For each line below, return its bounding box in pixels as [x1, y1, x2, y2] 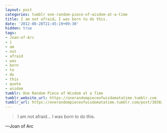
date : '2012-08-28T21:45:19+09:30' [5, 21, 79, 26]
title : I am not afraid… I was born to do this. [5, 16, 108, 21]
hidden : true [5, 26, 32, 31]
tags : [5, 30, 16, 35]
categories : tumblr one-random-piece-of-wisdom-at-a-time [5, 12, 128, 17]
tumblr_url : [5, 100, 30, 105]
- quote [5, 81, 21, 86]
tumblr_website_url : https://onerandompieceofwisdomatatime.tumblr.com [5, 95, 157, 100]
